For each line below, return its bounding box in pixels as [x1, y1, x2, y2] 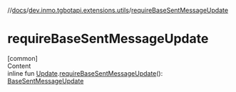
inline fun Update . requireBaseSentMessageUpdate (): [7, 69, 163, 77]
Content [7, 62, 31, 70]
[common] [7, 54, 38, 62]
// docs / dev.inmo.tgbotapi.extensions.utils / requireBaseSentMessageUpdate [7, 6, 229, 14]
